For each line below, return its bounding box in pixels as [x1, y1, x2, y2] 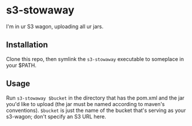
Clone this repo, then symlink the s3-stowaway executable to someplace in [6, 55, 184, 62]
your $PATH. [6, 62, 37, 69]
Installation [6, 40, 48, 50]
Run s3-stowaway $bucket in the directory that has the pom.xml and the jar [6, 94, 185, 101]
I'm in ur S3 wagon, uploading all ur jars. [6, 23, 104, 30]
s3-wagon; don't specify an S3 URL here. [6, 113, 107, 120]
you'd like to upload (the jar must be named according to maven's [6, 100, 166, 107]
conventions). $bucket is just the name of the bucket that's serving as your [6, 107, 186, 114]
